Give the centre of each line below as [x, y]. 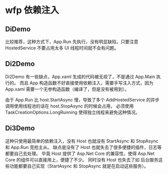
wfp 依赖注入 [32, 10]
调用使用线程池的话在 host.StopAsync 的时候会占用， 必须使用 [69, 106]
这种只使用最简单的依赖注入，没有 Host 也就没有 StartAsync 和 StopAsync [82, 141]
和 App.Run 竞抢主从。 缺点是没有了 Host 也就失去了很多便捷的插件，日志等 [83, 147]
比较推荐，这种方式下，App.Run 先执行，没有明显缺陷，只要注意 [72, 41]
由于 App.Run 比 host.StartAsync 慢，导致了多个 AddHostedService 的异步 [82, 99]
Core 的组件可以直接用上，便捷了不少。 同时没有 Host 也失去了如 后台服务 [82, 159]
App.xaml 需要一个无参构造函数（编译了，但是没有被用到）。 [67, 89]
